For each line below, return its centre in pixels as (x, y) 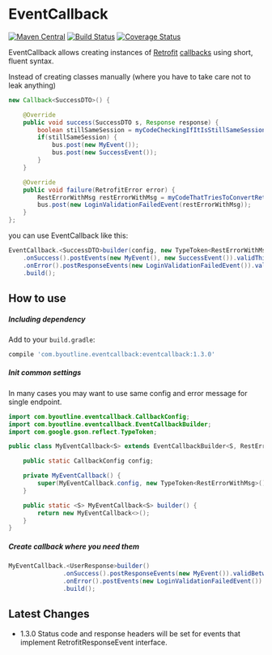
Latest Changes (49, 614)
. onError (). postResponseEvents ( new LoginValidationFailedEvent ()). (139, 265)
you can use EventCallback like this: (68, 235)
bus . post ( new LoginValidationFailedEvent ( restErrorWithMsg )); (144, 205)
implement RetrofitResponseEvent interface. (93, 642)
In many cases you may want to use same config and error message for (128, 393)
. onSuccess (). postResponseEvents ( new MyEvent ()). (148, 574)
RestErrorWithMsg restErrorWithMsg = (101, 197)
